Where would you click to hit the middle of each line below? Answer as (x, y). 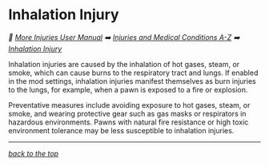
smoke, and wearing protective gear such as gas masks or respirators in (127, 113)
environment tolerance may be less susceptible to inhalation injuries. (121, 130)
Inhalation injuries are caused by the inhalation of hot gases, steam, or (124, 64)
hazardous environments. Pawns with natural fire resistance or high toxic (128, 122)
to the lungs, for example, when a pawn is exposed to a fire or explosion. (128, 89)
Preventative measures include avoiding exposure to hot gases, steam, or (129, 105)
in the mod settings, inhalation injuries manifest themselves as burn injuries (132, 81)
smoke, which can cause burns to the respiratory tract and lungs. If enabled (133, 73)
